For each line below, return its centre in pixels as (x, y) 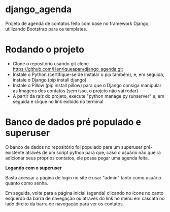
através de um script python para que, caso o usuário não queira (93, 152)
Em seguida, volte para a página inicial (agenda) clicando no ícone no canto (84, 193)
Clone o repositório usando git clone (50, 63)
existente (15, 152)
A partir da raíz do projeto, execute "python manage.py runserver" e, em (89, 96)
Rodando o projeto (45, 50)
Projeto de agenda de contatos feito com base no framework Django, (77, 23)
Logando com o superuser (33, 168)
